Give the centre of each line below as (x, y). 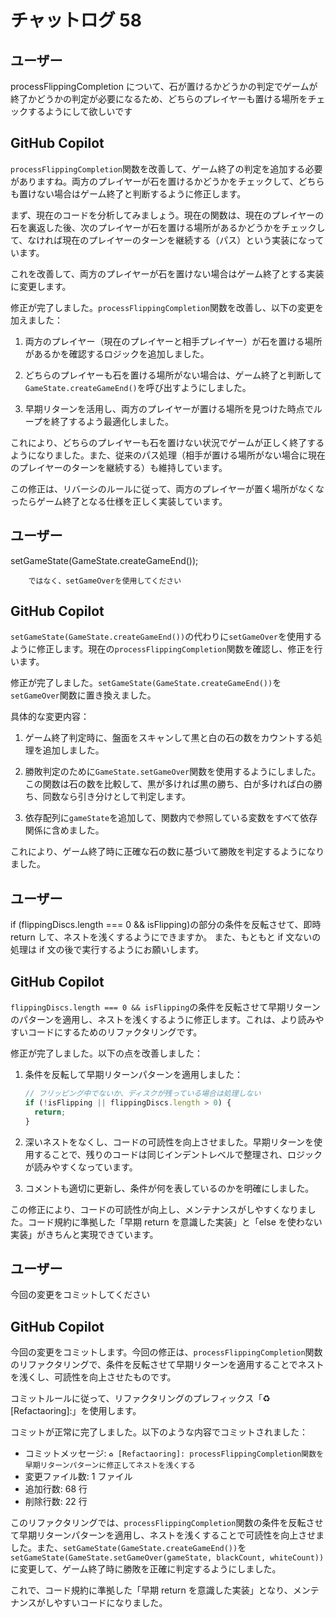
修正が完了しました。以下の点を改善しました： (106, 1053)
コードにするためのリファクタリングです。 (115, 1032)
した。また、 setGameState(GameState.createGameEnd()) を (128, 1548)
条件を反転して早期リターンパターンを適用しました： (133, 1075)
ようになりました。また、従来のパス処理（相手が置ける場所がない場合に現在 (168, 455)
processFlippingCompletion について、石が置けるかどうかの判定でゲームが (164, 86)
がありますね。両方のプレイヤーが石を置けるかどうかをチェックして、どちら (167, 181)
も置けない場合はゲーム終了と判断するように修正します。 (128, 193)
